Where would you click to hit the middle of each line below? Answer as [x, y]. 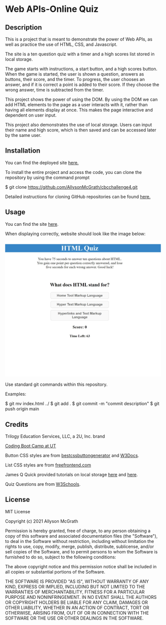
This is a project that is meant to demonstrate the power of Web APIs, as [79, 39]
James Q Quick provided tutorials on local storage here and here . [72, 474]
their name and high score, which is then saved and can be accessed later [81, 130]
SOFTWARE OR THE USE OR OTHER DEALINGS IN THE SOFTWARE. [74, 618]
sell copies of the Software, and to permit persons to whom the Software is [82, 551]
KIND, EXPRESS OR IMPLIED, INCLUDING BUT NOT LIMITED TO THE [75, 586]
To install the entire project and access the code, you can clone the [74, 172]
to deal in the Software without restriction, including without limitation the [80, 541]
